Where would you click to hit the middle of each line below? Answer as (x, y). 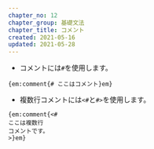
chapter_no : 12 (33, 15)
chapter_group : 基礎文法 (46, 23)
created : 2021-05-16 (42, 37)
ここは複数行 (26, 123)
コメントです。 (29, 131)
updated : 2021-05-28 (42, 45)
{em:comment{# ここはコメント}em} (60, 84)
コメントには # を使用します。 (66, 68)
